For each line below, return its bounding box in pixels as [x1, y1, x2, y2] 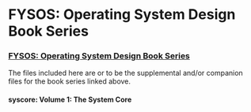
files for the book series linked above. [8, 77, 131, 86]
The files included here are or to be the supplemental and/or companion [8, 69, 243, 78]
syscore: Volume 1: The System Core [8, 95, 132, 104]
